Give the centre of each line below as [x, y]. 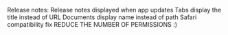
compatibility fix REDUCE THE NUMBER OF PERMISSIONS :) [92, 24]
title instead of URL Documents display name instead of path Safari [102, 17]
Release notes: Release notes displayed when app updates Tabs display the [114, 10]
